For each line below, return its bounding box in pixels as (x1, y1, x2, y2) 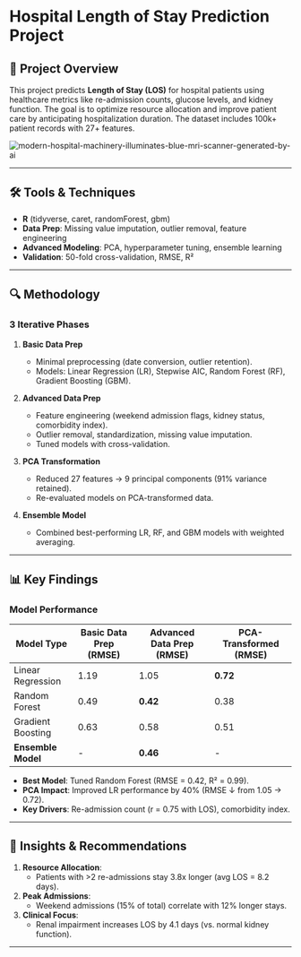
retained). (35, 482, 72, 494)
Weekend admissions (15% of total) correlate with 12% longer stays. (35, 901, 288, 910)
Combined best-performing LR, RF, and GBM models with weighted (35, 527, 285, 538)
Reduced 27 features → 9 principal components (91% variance (35, 473, 267, 484)
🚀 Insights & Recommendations (9, 838, 187, 853)
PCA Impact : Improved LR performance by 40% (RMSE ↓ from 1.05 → (21, 785, 282, 796)
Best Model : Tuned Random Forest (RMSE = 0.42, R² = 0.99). (21, 775, 249, 786)
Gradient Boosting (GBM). (35, 375, 132, 386)
